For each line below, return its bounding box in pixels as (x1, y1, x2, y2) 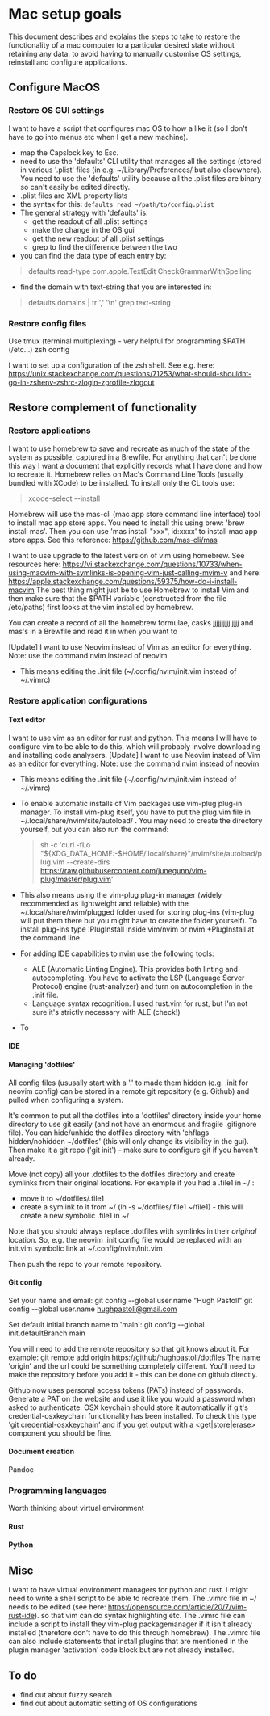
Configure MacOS (8, 81, 101, 95)
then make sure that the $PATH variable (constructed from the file (8, 593, 227, 603)
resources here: (8, 559, 61, 569)
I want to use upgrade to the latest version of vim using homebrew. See (8, 550, 245, 560)
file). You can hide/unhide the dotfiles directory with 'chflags (8, 1128, 210, 1138)
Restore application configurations (8, 695, 147, 706)
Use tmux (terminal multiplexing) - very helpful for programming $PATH (8, 336, 246, 346)
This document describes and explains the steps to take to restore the (8, 32, 241, 41)
